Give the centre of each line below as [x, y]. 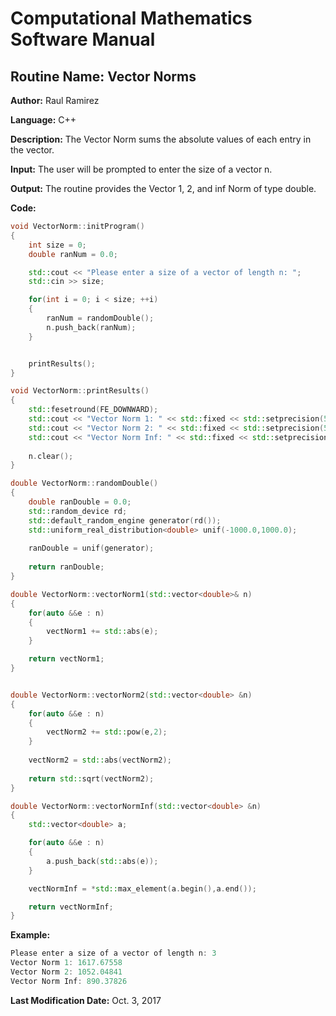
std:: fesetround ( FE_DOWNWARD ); [93, 410]
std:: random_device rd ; [78, 511]
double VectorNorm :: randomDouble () [84, 483]
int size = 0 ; [57, 245]
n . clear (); [51, 456]
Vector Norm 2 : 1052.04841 [66, 972]
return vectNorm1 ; [66, 659]
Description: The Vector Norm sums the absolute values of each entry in [161, 139]
